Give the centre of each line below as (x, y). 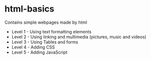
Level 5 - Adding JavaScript (39, 52)
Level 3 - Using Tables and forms (45, 42)
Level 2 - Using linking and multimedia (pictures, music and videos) (79, 37)
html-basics (29, 9)
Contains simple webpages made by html (46, 22)
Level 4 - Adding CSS (33, 47)
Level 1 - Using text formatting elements (51, 31)
